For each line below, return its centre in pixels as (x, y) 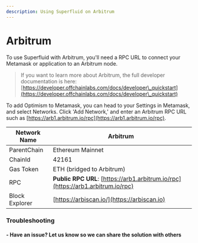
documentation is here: (49, 81)
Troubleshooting (30, 221)
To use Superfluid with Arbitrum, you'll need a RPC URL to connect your (93, 57)
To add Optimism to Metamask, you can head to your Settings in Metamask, (98, 105)
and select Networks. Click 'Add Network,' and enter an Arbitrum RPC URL (96, 111)
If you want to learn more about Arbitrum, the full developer (93, 75)
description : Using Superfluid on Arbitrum (60, 12)
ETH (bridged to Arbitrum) (89, 169)
